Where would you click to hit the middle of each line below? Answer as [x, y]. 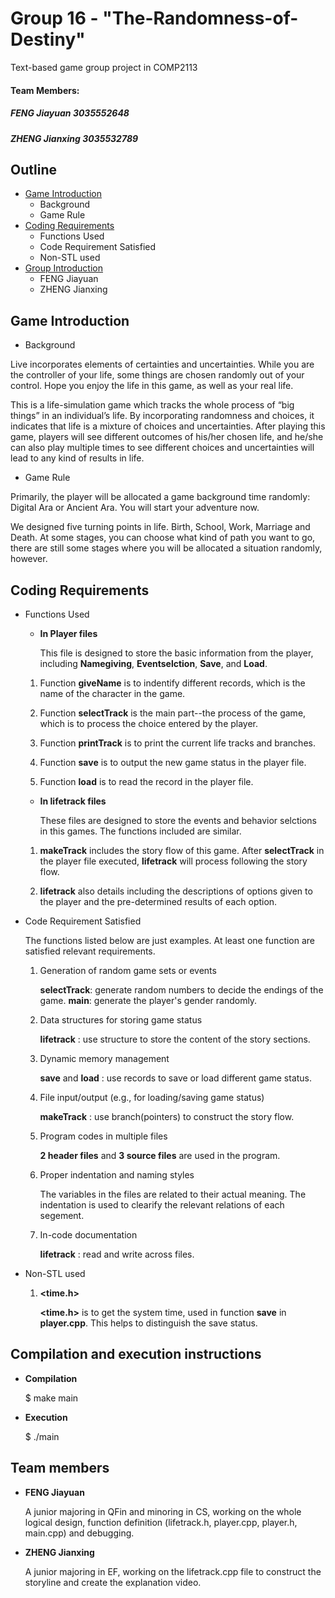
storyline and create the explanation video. [113, 1582]
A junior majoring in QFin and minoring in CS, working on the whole [163, 1511]
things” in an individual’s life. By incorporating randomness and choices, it [162, 416]
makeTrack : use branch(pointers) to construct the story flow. [167, 1116]
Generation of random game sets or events [128, 970]
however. [29, 559]
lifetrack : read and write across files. [117, 1254]
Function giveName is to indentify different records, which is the [172, 683]
